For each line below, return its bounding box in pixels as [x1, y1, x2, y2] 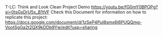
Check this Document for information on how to [50, 9, 147, 15]
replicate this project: [5, 14, 48, 20]
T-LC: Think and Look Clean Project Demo [5, 4, 91, 10]
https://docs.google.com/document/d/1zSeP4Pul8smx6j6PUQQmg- [5, 19, 142, 25]
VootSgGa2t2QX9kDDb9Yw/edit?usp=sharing [5, 24, 98, 30]
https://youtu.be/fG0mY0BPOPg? [91, 4, 158, 10]
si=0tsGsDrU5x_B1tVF [5, 9, 50, 15]
